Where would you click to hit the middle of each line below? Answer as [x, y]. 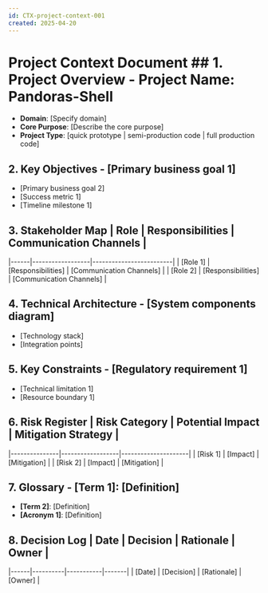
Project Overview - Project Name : [122, 79]
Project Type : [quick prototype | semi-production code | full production [137, 136]
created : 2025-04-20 [43, 23]
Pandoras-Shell [61, 96]
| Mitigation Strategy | [64, 435]
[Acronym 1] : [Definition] [61, 515]
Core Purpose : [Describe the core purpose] [92, 127]
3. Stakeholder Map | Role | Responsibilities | [122, 230]
